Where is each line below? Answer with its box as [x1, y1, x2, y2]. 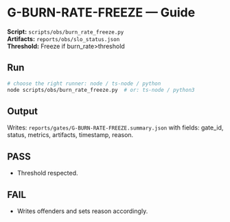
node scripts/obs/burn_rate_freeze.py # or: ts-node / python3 [7, 86, 195, 93]
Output [7, 105, 38, 117]
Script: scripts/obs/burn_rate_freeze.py [7, 27, 124, 36]
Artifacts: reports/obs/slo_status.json [7, 34, 120, 42]
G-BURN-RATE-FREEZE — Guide [7, 5, 196, 21]
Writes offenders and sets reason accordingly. [16, 207, 148, 215]
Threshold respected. [16, 169, 78, 177]
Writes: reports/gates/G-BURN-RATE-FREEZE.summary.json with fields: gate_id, [7, 123, 224, 132]
